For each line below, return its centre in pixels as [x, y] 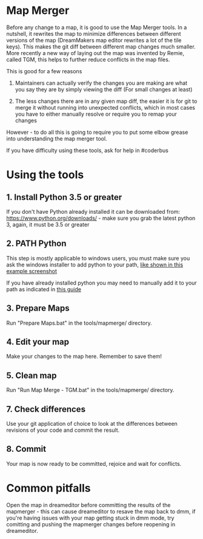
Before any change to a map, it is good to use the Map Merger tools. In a [97, 27]
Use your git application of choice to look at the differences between [92, 424]
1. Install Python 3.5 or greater [64, 197]
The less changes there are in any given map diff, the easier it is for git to [106, 101]
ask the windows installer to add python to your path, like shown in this [95, 265]
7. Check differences [46, 409]
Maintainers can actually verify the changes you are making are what [101, 83]
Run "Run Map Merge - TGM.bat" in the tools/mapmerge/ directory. [90, 390]
